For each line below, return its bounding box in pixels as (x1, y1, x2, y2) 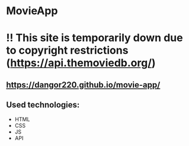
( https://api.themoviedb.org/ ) (6, 56, 156, 70)
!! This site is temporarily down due (6, 31, 183, 45)
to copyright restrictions (6, 44, 129, 57)
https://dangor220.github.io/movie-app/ (6, 80, 161, 90)
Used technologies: (6, 100, 80, 110)
